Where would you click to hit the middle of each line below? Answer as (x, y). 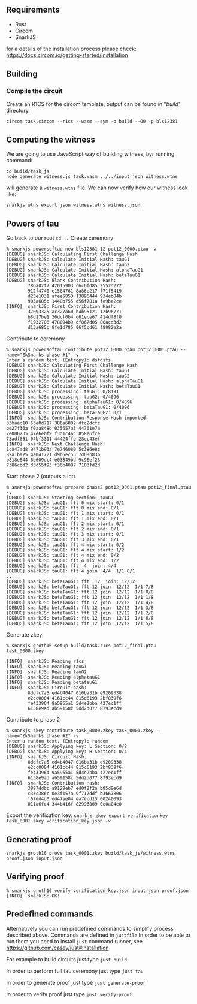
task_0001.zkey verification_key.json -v (59, 821)
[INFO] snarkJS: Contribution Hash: (53, 783)
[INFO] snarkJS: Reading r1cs (45, 662)
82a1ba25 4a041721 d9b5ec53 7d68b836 (53, 455)
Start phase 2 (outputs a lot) (41, 477)
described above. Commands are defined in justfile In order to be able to (98, 935)
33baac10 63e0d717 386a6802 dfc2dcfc (53, 423)
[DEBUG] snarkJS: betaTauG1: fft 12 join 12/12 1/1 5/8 (80, 624)
